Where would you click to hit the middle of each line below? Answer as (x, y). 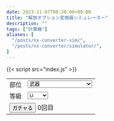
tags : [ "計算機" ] (27, 29)
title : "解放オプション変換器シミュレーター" (57, 18)
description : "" (27, 23)
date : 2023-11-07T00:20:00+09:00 (49, 12)
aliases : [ (20, 35)
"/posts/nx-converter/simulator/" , (57, 46)
